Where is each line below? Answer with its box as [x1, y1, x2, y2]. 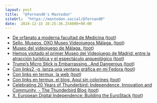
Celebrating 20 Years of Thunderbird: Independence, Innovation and [12, 82, 153, 88]
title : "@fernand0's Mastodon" [5, 12, 72, 17]
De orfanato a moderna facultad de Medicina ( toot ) [12, 35, 117, 41]
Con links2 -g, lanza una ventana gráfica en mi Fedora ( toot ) [12, 66, 136, 72]
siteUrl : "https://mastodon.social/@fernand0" [5, 16, 105, 21]
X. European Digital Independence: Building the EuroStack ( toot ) [12, 93, 144, 99]
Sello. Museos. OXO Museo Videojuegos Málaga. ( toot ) [12, 40, 125, 46]
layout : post [5, 7, 32, 12]
